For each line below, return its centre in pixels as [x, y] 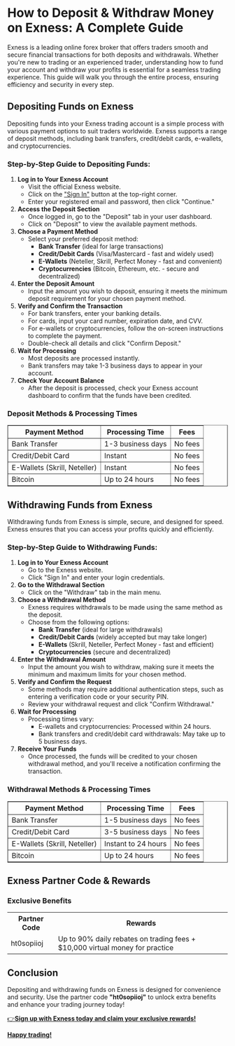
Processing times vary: [61, 719]
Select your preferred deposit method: [83, 239]
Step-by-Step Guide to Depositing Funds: [79, 164]
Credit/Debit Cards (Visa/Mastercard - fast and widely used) [126, 254]
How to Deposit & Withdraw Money [111, 13]
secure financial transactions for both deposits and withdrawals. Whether [113, 55]
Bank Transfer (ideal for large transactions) [101, 246]
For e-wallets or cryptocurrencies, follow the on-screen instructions [126, 328]
